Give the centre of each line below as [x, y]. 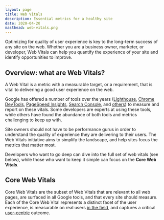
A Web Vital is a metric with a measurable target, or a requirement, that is [79, 84]
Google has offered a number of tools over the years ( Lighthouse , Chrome [80, 99]
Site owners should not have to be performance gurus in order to [70, 129]
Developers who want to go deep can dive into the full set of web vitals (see [82, 154]
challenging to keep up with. [34, 120]
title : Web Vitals [24, 14]
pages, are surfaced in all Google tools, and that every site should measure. [81, 197]
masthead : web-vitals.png [31, 28]
